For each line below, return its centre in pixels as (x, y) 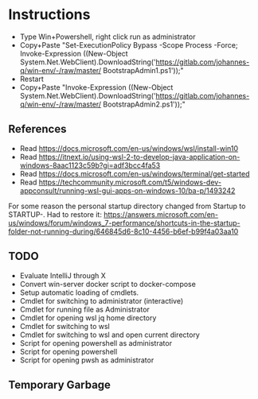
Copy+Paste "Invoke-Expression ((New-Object (96, 87)
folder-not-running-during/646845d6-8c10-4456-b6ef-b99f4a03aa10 (123, 231)
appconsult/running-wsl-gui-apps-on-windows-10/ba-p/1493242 (127, 190)
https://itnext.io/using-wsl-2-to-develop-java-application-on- (139, 157)
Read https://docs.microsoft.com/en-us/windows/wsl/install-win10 (129, 148)
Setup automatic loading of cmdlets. (79, 292)
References (37, 129)
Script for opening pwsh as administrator (87, 360)
